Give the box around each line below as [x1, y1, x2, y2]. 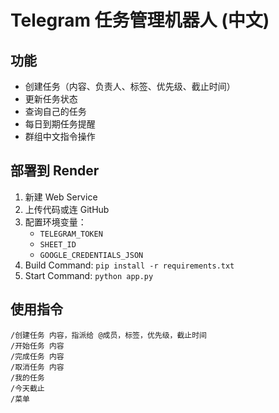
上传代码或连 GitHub [24, 203, 110, 215]
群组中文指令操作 [24, 131, 96, 142]
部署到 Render [10, 162, 100, 180]
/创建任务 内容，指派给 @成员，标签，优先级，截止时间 [10, 330, 208, 340]
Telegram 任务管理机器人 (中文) [10, 9, 270, 32]
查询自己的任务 [24, 106, 87, 117]
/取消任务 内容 [10, 362, 65, 372]
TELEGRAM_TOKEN [39, 229, 103, 239]
